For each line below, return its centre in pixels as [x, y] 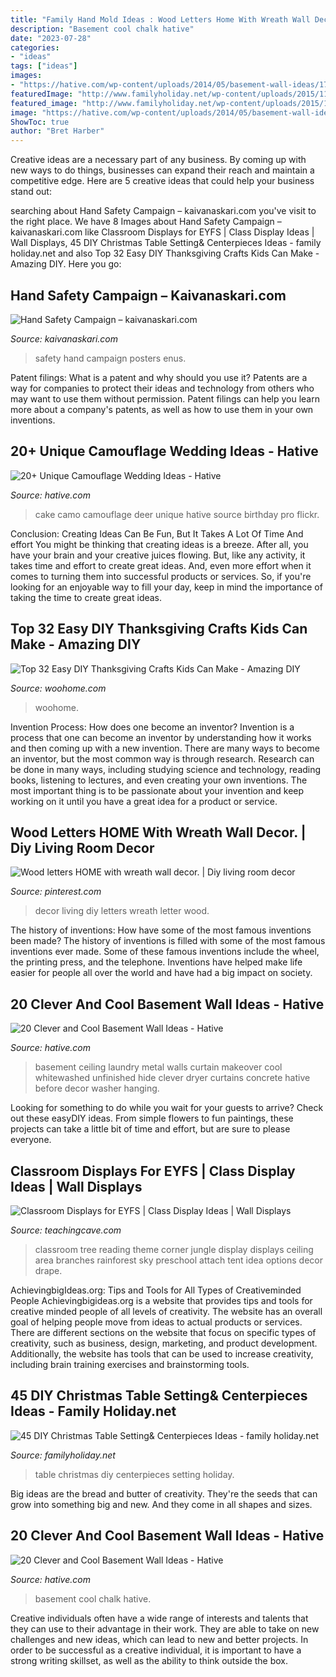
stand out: [31, 192]
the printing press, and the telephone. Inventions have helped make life [156, 962]
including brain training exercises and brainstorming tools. [130, 1364]
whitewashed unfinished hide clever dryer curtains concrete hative [172, 1078]
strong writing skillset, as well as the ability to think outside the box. [149, 1660]
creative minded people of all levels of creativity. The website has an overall [166, 1311]
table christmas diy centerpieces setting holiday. [134, 1474]
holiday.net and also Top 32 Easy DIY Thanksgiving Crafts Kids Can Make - [165, 253]
